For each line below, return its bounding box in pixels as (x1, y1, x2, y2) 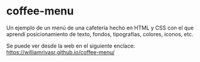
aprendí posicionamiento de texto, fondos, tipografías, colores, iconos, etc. (6, 30, 194, 37)
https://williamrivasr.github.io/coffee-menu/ (6, 48, 115, 55)
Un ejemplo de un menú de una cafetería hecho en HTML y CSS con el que (6, 24, 194, 31)
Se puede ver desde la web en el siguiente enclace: (6, 42, 135, 49)
